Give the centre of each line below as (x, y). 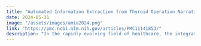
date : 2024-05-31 (28, 17)
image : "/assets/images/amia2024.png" (54, 23)
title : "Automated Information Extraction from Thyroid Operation (91, 12)
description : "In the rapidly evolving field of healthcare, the (89, 34)
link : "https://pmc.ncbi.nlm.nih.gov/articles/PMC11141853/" (84, 28)
